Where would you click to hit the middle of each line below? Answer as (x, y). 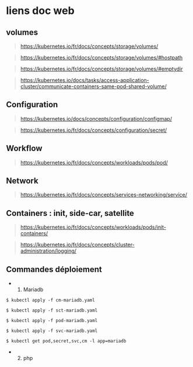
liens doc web (40, 11)
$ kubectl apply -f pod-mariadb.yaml (52, 321)
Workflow (24, 148)
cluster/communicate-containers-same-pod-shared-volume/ (94, 86)
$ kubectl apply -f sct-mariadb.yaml (52, 310)
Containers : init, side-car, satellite (70, 213)
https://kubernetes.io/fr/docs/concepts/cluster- (78, 245)
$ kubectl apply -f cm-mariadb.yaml (50, 300)
